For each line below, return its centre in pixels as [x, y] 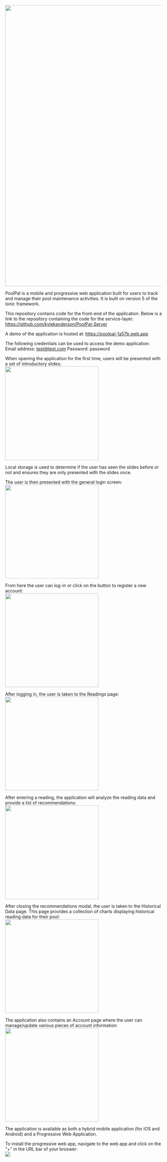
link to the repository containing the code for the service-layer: [69, 319]
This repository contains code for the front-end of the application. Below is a [83, 313]
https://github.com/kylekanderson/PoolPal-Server [56, 324]
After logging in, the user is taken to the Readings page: [62, 694]
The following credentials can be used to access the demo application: [78, 343]
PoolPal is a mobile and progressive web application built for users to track [82, 293]
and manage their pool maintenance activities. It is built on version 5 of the [82, 298]
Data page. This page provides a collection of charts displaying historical [80, 911]
